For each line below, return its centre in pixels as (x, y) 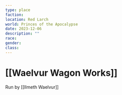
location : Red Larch (27, 19)
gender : (13, 43)
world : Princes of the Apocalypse (42, 24)
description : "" (22, 34)
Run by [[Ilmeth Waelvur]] (32, 87)
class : (12, 48)
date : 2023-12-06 (24, 29)
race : (11, 39)
